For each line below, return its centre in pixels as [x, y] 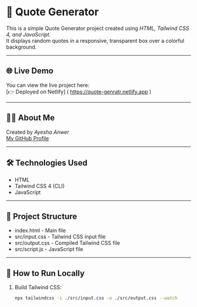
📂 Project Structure [42, 216]
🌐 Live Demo [30, 71]
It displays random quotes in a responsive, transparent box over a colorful [95, 41]
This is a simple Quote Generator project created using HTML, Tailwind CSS [98, 28]
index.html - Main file [40, 231]
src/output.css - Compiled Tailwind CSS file [67, 243]
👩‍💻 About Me [30, 118]
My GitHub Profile [28, 138]
